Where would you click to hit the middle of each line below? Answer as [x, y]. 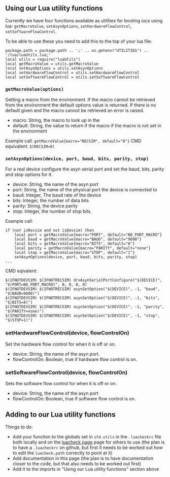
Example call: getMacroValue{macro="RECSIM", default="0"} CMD [73, 141]
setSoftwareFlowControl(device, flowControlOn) [66, 372]
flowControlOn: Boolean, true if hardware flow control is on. [75, 359]
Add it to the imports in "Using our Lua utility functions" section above [86, 469]
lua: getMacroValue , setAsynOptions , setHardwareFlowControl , [69, 26]
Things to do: [19, 427]
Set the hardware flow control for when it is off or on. [61, 344]
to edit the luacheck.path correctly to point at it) [62, 453]
